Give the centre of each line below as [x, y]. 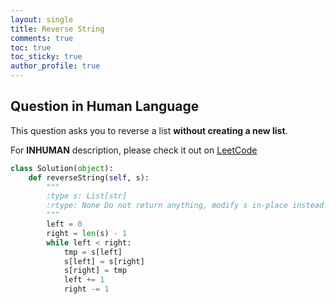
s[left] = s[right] [104, 261]
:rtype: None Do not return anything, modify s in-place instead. [187, 206]
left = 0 [64, 224]
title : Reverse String [57, 29]
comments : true [42, 38]
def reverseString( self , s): [89, 177]
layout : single [42, 19]
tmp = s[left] [93, 252]
